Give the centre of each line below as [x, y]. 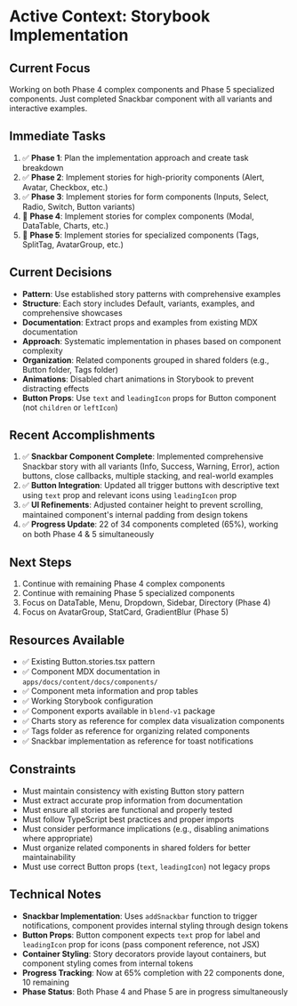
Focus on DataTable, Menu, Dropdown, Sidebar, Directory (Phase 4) [146, 603]
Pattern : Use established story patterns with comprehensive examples [152, 294]
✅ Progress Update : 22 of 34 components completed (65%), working [150, 524]
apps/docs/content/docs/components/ [90, 682]
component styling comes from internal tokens [108, 963]
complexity [43, 350]
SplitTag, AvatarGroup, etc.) [73, 244]
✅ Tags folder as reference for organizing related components [136, 731]
